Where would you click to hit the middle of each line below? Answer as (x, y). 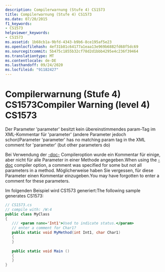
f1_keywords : (19, 24)
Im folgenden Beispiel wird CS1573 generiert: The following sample (73, 190)
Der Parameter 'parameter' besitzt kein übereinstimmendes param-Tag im (81, 129)
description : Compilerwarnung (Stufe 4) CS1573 (55, 10)
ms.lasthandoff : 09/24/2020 (34, 65)
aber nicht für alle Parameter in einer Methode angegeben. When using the (81, 160)
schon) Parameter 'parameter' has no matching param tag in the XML (75, 139)
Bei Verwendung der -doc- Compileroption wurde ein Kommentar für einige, (83, 154)
